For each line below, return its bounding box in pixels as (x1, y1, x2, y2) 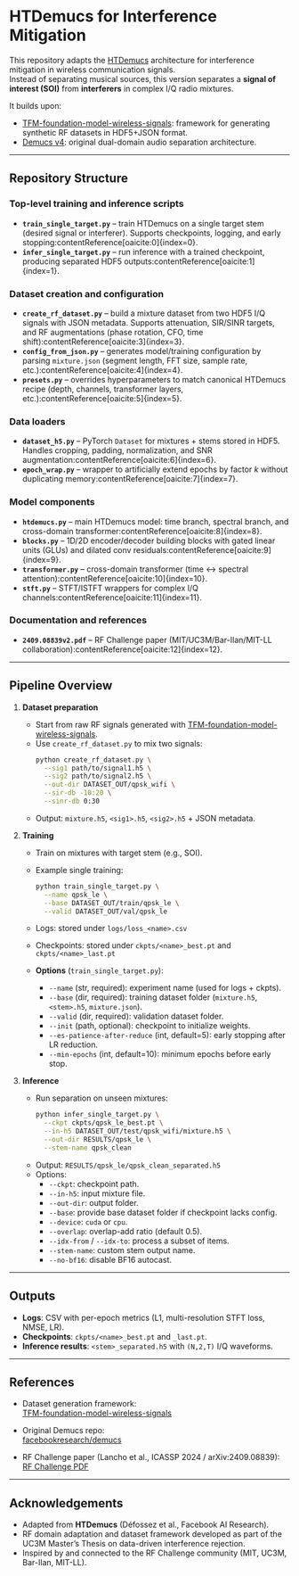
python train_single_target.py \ (35, 881, 160, 891)
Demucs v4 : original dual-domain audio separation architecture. (21, 136, 257, 147)
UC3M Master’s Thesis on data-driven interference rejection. (21, 1539, 246, 1549)
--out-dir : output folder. (48, 1197, 140, 1208)
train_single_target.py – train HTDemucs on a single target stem (21, 218, 264, 228)
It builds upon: (9, 100, 62, 111)
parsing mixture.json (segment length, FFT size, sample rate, (21, 355, 248, 366)
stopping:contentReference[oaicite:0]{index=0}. (21, 236, 198, 247)
